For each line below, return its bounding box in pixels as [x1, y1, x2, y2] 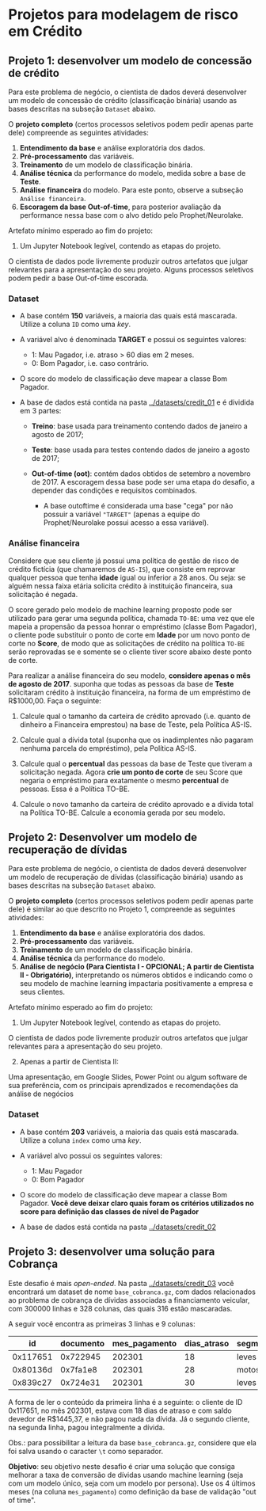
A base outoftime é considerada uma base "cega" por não [43, 501, 234, 511]
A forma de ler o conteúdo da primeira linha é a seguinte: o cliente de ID [8, 1397, 243, 1406]
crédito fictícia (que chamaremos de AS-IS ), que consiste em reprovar [8, 564, 236, 573]
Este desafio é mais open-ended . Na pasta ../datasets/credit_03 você [8, 1278, 234, 1288]
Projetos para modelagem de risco [8, 6, 239, 24]
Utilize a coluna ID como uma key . [19, 319, 131, 329]
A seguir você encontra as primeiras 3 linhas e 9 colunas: [8, 1319, 196, 1328]
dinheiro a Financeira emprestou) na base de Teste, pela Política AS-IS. [19, 719, 253, 729]
